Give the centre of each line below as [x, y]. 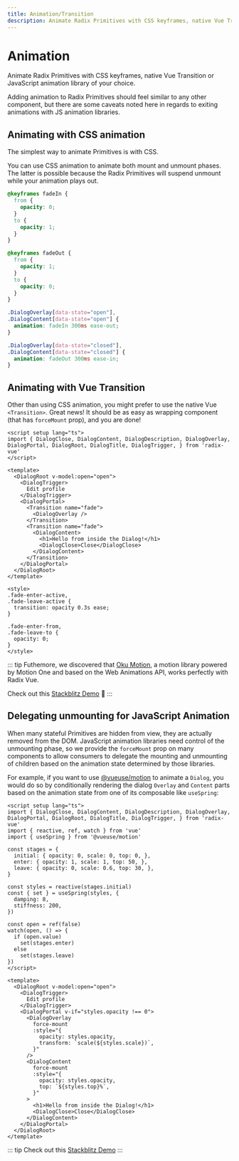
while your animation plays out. [53, 181]
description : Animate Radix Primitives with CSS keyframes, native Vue [116, 21]
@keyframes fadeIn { [38, 194]
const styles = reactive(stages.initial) [70, 887]
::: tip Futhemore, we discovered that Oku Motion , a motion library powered [117, 665]
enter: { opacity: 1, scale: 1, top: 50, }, [81, 862]
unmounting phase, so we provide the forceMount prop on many [101, 748]
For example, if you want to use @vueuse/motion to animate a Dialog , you [116, 777]
